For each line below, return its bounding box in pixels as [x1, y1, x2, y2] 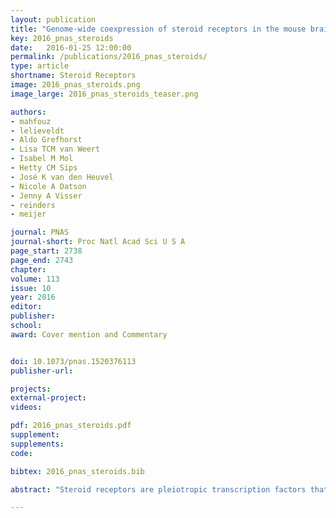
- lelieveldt [10, 126, 65, 136]
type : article [10, 61, 70, 71]
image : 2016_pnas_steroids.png [10, 80, 141, 90]
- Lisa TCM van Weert [10, 144, 101, 155]
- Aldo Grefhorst [10, 135, 83, 145]
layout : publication [10, 14, 97, 25]
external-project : [10, 393, 87, 403]
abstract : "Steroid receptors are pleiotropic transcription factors [10, 484, 307, 495]
